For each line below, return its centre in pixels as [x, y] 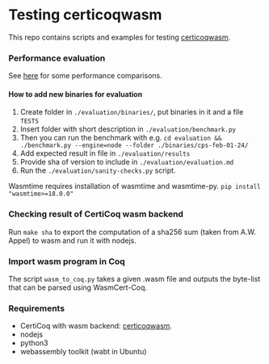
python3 [34, 343]
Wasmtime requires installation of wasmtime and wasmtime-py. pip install [134, 186]
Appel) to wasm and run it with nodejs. [73, 241]
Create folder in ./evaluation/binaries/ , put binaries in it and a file [132, 112]
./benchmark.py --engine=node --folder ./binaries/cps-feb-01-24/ [134, 146]
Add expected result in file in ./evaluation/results [105, 153]
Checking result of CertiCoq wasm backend [96, 214]
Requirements [37, 308]
